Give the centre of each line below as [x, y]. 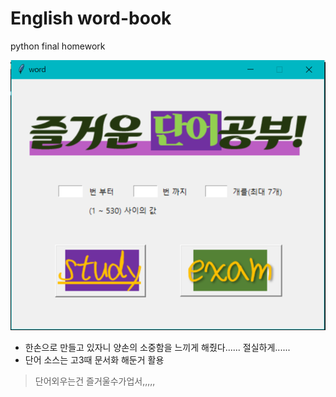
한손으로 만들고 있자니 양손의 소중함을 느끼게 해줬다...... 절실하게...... [157, 347]
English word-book [91, 18]
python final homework [58, 46]
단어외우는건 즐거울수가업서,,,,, [95, 381]
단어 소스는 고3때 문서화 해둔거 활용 [94, 359]
